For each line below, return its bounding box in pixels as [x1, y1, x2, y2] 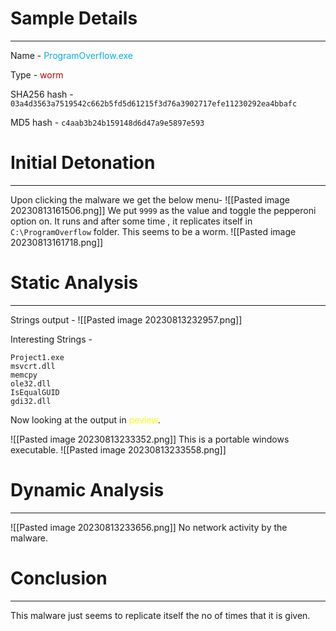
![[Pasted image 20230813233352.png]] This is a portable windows [10, 433, 290, 445]
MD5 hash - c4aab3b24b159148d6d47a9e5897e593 [10, 116, 205, 128]
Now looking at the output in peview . [10, 413, 161, 426]
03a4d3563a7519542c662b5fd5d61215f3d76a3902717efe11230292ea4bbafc [10, 98, 298, 109]
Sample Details [10, 7, 138, 30]
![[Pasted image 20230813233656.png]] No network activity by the [10, 521, 288, 533]
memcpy [10, 370, 38, 380]
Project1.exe [10, 352, 65, 362]
